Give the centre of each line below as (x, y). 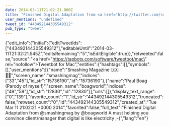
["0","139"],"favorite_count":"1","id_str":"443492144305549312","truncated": (84, 97)
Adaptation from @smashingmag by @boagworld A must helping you (77, 113)
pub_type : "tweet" (24, 29)
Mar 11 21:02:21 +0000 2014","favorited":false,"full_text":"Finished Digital (80, 108)
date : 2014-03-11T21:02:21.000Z (39, 10)
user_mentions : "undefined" (35, 19)
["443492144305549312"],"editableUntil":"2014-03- (60, 48)
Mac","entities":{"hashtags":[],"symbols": (108, 65)
